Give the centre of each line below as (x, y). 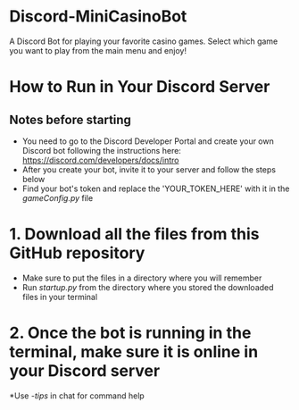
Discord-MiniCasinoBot (98, 17)
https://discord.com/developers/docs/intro (100, 160)
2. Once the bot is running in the (130, 333)
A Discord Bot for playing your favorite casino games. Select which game (144, 41)
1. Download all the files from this (134, 234)
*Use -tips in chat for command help (77, 396)
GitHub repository (77, 253)
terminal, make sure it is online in (134, 352)
